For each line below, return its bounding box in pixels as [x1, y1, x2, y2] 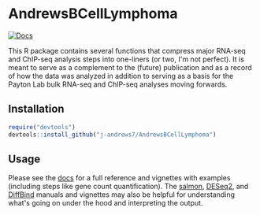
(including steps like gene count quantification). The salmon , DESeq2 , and [8, 182, 249, 191]
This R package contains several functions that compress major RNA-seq [8, 46, 246, 55]
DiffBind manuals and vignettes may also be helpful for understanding [8, 190, 235, 199]
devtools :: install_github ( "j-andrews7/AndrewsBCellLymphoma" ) [8, 131, 217, 139]
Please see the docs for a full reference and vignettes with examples [8, 173, 231, 183]
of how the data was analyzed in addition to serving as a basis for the [8, 71, 234, 80]
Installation [8, 102, 65, 116]
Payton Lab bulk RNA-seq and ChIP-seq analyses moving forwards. [8, 80, 228, 89]
